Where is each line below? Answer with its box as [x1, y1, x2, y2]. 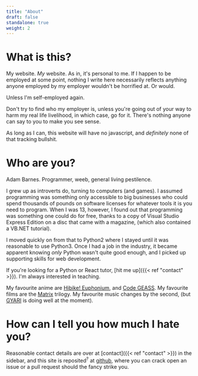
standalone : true [6, 19, 49, 25]
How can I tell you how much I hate [6, 318, 180, 331]
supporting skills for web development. [6, 255, 102, 263]
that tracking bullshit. [6, 136, 58, 143]
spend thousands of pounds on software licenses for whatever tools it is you [6, 200, 193, 207]
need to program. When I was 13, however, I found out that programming [6, 206, 183, 213]
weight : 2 [6, 25, 31, 31]
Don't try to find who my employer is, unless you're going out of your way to [6, 106, 192, 113]
